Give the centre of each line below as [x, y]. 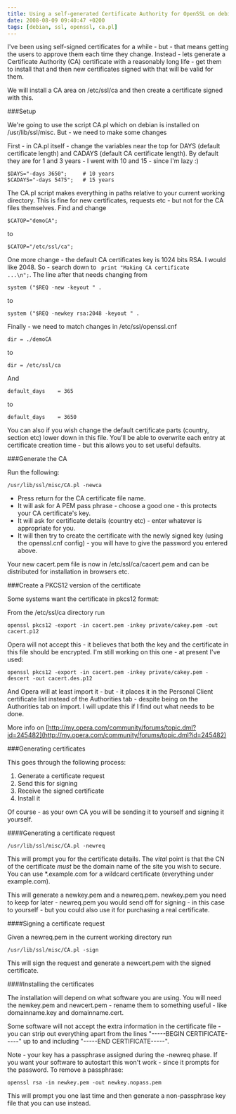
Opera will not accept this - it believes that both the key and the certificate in [118, 645]
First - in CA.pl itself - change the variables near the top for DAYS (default [114, 146]
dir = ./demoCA [29, 339]
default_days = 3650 [42, 417]
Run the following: [33, 472]
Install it [29, 798]
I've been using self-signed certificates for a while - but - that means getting [118, 47]
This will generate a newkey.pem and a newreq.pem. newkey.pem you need [117, 895]
